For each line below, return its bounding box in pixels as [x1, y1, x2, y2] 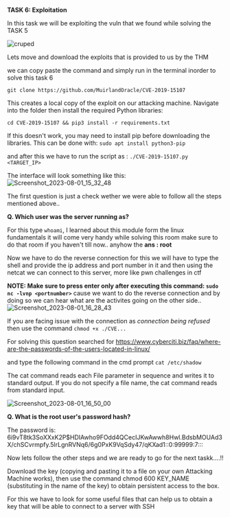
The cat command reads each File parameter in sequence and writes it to [7, 371, 215, 380]
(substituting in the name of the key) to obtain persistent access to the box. [7, 482, 220, 490]
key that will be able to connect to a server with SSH [7, 503, 155, 510]
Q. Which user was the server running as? [7, 213, 129, 220]
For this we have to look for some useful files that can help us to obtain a [7, 495, 213, 503]
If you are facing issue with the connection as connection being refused [7, 317, 211, 325]
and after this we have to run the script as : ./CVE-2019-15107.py [7, 152, 189, 160]
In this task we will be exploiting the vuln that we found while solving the [7, 19, 211, 27]
